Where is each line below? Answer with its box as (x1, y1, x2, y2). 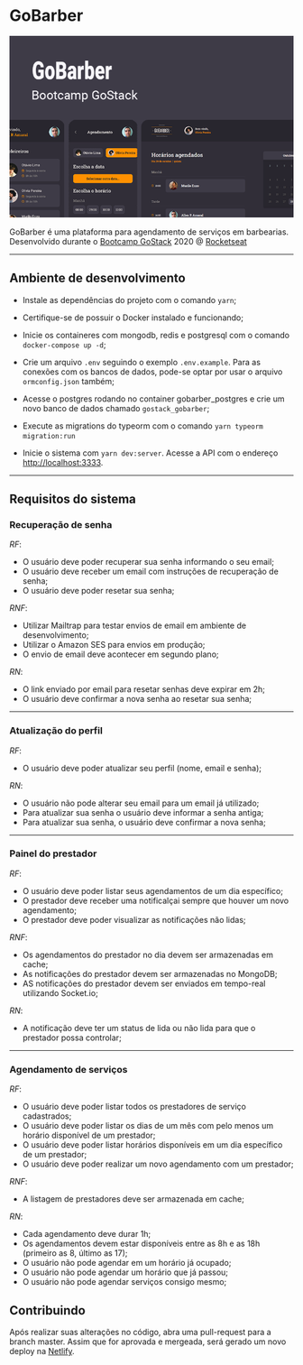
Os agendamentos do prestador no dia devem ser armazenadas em (22, 949, 273, 960)
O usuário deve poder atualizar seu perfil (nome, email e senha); (22, 762, 262, 773)
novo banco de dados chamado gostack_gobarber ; (22, 402, 210, 413)
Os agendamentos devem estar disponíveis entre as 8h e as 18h (22, 1238, 261, 1250)
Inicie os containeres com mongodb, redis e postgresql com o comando (22, 329, 290, 340)
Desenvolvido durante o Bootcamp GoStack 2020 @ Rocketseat (9, 235, 248, 246)
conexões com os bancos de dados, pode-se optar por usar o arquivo (22, 366, 283, 377)
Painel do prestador (9, 847, 97, 860)
